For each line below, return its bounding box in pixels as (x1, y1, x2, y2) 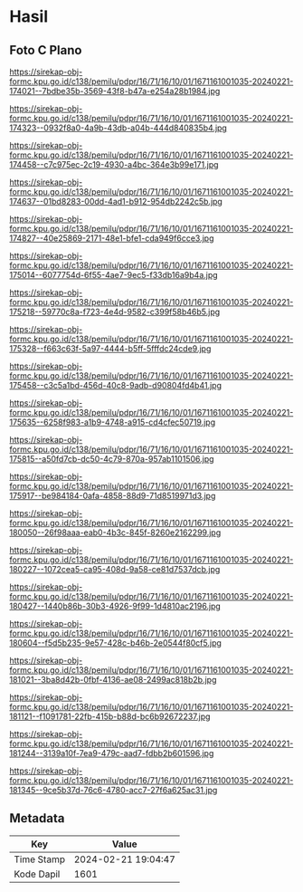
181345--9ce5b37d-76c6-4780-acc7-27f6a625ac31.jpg (9, 785, 218, 795)
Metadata (9, 810, 65, 826)
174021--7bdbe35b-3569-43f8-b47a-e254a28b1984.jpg (9, 86, 221, 96)
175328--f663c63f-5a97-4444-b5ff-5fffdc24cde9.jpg (9, 343, 212, 354)
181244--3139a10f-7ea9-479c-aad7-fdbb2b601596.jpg (9, 748, 214, 758)
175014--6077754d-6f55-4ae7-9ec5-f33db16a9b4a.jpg (9, 270, 219, 280)
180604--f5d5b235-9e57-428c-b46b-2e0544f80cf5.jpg (9, 638, 222, 648)
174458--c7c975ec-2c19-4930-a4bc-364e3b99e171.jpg (9, 159, 219, 169)
